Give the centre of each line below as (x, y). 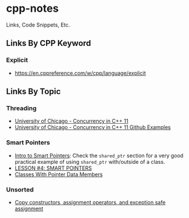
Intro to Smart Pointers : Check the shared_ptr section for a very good (99, 156)
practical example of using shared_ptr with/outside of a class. (90, 161)
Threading (22, 108)
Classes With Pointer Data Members (59, 174)
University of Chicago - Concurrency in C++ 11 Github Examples (93, 127)
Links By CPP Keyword (49, 43)
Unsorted (20, 189)
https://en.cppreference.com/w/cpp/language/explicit (80, 73)
